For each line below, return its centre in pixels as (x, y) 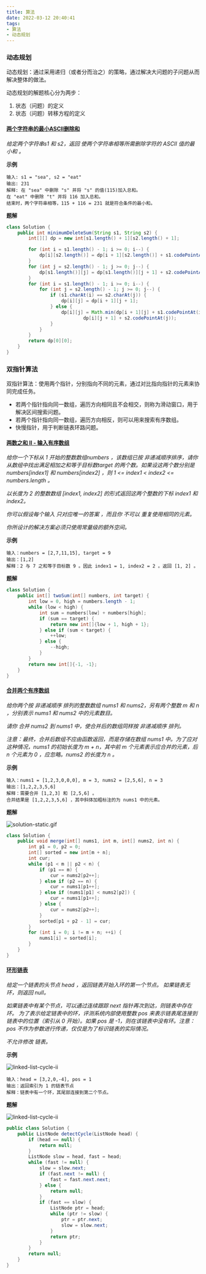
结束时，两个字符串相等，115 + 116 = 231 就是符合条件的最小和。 (81, 203)
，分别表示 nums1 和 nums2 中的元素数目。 (61, 713)
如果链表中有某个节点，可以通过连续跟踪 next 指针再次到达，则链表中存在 (99, 1006)
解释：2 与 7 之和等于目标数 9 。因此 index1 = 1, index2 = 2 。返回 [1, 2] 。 (102, 566)
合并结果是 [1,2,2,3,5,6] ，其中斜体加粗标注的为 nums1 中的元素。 (85, 800)
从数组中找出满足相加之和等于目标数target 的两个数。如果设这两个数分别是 (101, 465)
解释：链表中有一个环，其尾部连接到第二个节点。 (59, 1093)
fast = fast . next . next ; (81, 1179)
